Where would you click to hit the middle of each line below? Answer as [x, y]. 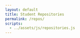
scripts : [14, 23]
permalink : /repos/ [25, 19]
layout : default [21, 10]
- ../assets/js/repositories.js [42, 28]
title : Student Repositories [35, 14]
